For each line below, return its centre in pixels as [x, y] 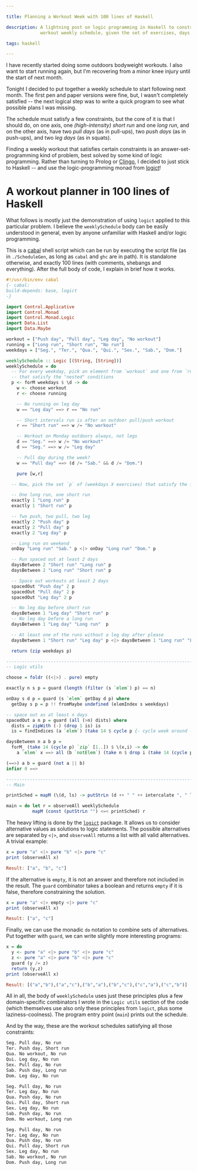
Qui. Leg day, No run [33, 1059]
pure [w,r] [30, 474]
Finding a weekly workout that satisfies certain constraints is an [83, 149]
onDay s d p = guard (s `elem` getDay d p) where [68, 699]
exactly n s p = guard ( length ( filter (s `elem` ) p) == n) [81, 688]
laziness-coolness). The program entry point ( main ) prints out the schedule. [97, 1015]
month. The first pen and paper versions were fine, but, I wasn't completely [97, 95]
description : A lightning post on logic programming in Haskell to [90, 27]
